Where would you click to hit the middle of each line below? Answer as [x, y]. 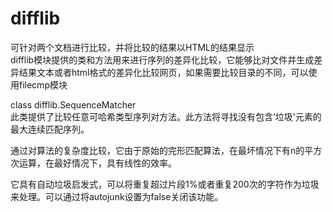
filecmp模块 [43, 84]
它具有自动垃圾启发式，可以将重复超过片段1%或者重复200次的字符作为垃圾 [165, 184]
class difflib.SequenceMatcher [73, 104]
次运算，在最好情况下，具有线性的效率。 [93, 163]
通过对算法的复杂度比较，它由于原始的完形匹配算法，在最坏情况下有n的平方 [166, 150]
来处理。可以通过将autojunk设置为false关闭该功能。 [117, 196]
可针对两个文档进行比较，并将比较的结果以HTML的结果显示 [132, 47]
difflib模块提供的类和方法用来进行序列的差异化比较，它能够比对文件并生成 [162, 59]
